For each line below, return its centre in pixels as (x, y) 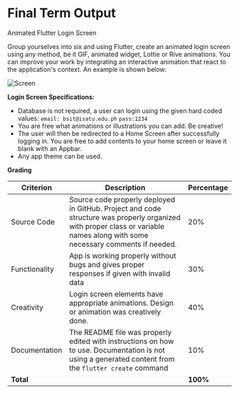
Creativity (27, 307)
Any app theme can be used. (60, 156)
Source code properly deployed (122, 199)
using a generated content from (122, 359)
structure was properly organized (125, 217)
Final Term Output (62, 13)
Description (125, 187)
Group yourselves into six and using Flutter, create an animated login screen (119, 46)
